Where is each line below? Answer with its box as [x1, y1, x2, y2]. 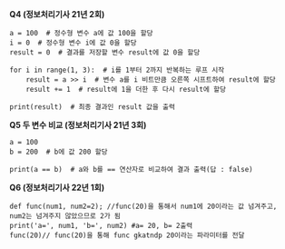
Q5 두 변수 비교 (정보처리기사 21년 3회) [9, 120, 147, 130]
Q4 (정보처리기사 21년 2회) [9, 9, 105, 19]
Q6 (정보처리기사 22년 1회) [9, 182, 105, 193]
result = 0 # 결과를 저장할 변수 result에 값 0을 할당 [9, 48, 201, 57]
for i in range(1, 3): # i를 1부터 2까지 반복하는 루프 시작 [9, 65, 225, 75]
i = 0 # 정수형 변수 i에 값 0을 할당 [9, 38, 137, 47]
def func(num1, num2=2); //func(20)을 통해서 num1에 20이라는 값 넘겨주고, [9, 202, 278, 211]
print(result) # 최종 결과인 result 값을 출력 [9, 103, 175, 112]
